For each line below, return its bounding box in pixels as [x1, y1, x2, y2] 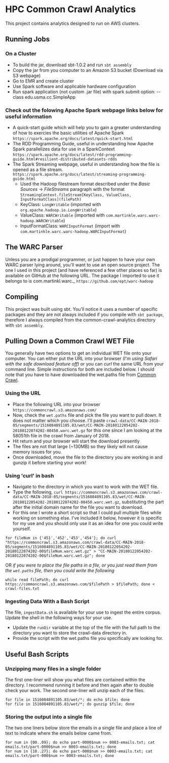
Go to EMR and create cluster [12, 77, 74, 84]
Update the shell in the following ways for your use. [5, 615, 112, 621]
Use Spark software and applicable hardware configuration [12, 83, 136, 89]
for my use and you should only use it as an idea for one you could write [12, 520, 163, 526]
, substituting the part [119, 499, 164, 505]
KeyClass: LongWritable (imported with [20, 201, 101, 207]
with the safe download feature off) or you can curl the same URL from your [5, 361, 164, 367]
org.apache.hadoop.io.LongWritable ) [20, 207, 97, 213]
